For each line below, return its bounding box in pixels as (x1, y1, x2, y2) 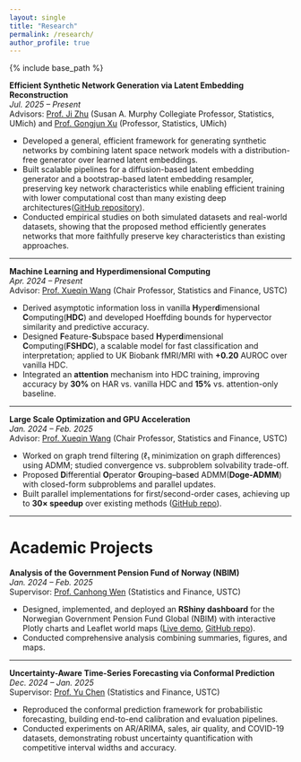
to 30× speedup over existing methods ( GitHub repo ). (21, 498, 222, 509)
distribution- (245, 145, 291, 156)
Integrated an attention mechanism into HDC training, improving (21, 369, 260, 380)
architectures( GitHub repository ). (21, 203, 145, 213)
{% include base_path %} (9, 63, 104, 74)
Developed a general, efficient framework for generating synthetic (21, 135, 267, 146)
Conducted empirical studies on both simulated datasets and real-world (21, 212, 288, 222)
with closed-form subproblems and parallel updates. (21, 479, 217, 489)
